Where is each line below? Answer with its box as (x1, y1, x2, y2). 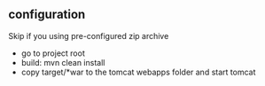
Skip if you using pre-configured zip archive (8, 30, 169, 41)
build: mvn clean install (20, 57, 105, 67)
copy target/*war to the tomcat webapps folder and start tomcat (20, 66, 256, 77)
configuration (8, 7, 86, 22)
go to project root (20, 48, 85, 59)
